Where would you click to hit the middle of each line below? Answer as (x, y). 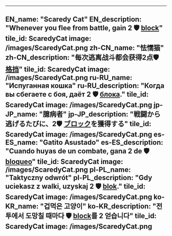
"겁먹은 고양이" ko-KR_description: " (98, 207)
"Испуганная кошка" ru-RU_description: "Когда (85, 86)
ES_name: (22, 142)
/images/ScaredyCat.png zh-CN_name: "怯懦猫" (85, 48)
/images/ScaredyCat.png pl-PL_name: (68, 170)
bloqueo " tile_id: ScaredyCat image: (64, 162)
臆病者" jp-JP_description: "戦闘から (102, 114)
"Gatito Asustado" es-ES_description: (101, 142)
